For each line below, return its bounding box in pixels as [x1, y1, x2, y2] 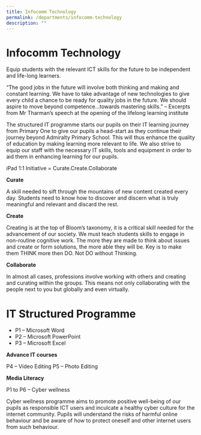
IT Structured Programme [6, 307, 136, 321]
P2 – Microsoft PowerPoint [14, 333, 81, 341]
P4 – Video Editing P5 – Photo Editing [6, 363, 98, 370]
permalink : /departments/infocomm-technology [6, 14, 122, 20]
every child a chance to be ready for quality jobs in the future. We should [6, 97, 187, 104]
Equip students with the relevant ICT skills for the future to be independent [6, 66, 191, 73]
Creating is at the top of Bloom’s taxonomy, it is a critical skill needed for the [6, 224, 194, 232]
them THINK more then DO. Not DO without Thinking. [6, 250, 138, 257]
